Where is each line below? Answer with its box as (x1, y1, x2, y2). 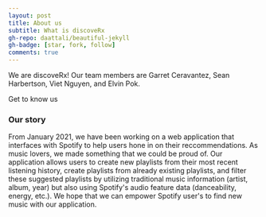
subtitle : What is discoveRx (8, 26, 105, 34)
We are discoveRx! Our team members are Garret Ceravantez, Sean (8, 71, 230, 79)
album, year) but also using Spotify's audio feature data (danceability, (8, 183, 237, 192)
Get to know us (8, 95, 58, 103)
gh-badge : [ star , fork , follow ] (8, 41, 115, 49)
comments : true (8, 48, 59, 56)
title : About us (8, 19, 62, 27)
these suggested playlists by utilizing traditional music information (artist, (8, 174, 248, 184)
